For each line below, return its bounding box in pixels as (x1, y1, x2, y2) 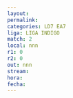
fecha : (7, 81, 26, 88)
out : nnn (7, 61, 32, 68)
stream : (7, 68, 30, 75)
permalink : (7, 17, 39, 23)
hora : (7, 74, 23, 81)
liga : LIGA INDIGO (7, 29, 60, 37)
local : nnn (7, 42, 39, 49)
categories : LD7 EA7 (7, 23, 67, 30)
